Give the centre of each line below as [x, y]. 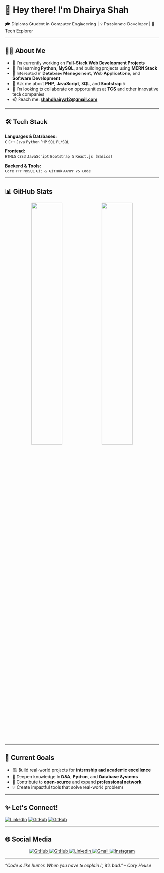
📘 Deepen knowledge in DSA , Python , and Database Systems [75, 777]
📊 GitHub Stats [29, 191]
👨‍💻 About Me [25, 51]
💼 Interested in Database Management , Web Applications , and [76, 73]
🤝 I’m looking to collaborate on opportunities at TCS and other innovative [85, 89]
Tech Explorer [19, 31]
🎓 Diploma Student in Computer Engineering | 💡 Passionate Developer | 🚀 [80, 24]
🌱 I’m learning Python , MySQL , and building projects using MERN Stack [84, 68]
